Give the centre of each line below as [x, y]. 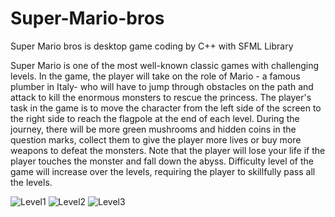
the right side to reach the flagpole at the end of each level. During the [155, 118]
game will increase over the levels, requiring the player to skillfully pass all [163, 171]
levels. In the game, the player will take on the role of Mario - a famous [155, 76]
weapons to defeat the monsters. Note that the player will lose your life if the [168, 150]
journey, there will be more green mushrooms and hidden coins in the [153, 129]
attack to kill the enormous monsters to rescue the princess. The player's [161, 97]
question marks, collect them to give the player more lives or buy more [156, 139]
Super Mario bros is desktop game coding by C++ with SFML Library [152, 46]
